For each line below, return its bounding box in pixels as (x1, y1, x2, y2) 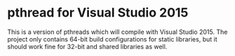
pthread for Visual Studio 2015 (7, 5, 189, 21)
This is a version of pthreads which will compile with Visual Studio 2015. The (7, 28, 228, 36)
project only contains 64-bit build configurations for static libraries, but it (7, 35, 217, 43)
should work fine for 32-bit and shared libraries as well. (7, 42, 168, 50)
